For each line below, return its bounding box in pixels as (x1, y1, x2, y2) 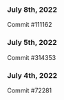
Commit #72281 (7, 86, 52, 94)
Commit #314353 (7, 53, 56, 61)
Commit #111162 (7, 21, 52, 29)
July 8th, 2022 (7, 5, 57, 14)
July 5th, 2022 (7, 38, 57, 48)
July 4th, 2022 (7, 70, 58, 80)
